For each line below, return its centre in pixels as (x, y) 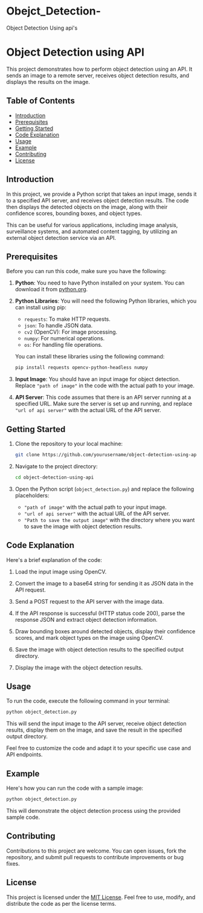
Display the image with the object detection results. (79, 667)
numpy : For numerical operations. (64, 338)
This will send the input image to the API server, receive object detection (96, 724)
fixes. (13, 863)
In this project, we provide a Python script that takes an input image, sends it (101, 194)
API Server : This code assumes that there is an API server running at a (103, 398)
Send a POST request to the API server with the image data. (89, 601)
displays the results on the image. (48, 82)
